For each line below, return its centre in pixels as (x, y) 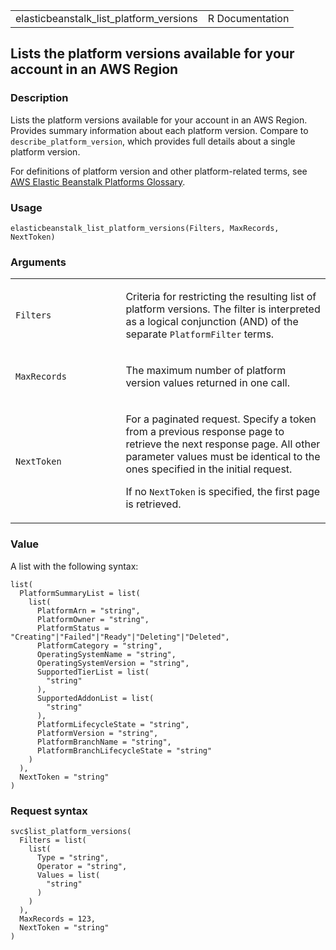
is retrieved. (153, 504)
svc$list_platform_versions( (71, 831)
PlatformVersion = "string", (97, 733)
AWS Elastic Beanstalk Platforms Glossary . (98, 181)
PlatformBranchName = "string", (104, 742)
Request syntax (49, 811)
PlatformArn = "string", (88, 610)
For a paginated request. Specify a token (221, 419)
